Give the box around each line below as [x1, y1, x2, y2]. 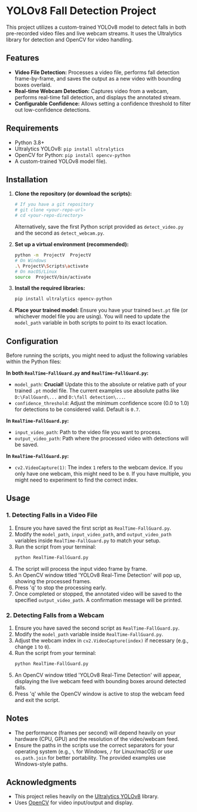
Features [6, 53, 39, 63]
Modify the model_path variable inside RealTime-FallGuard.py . [14, 630, 164, 637]
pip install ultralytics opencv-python [14, 296, 113, 302]
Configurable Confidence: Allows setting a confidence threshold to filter [14, 100, 191, 107]
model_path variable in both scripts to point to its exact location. [14, 319, 168, 326]
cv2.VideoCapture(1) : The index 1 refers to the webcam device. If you [14, 464, 183, 471]
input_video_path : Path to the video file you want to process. [14, 429, 162, 436]
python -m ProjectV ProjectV [14, 252, 91, 258]
